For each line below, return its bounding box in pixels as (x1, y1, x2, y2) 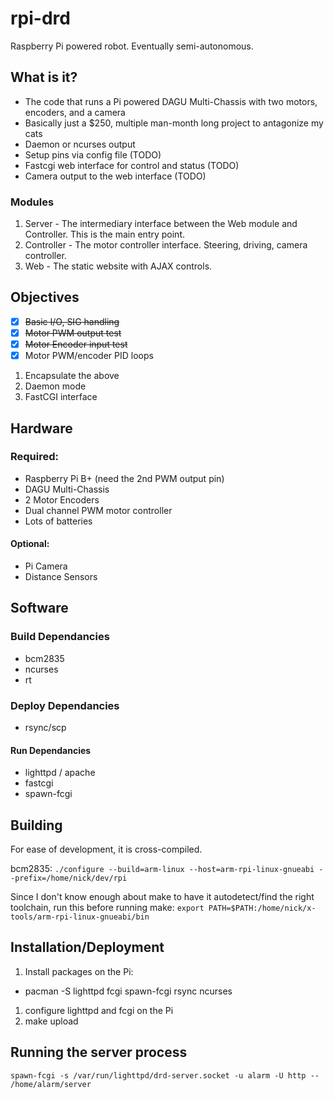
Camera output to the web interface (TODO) (24, 170, 207, 182)
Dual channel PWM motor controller (24, 504, 173, 516)
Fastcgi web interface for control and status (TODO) (24, 159, 240, 171)
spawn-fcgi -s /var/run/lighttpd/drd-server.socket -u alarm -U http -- (10, 1070, 320, 1081)
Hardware (10, 420, 73, 437)
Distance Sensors (24, 571, 98, 582)
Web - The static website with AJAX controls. (24, 260, 213, 272)
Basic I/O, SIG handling (24, 315, 120, 327)
